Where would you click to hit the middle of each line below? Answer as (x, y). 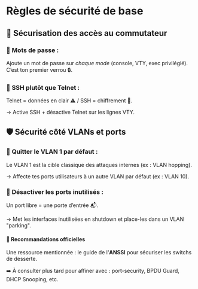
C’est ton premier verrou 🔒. (39, 69)
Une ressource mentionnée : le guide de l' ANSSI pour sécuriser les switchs (99, 253)
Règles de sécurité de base (75, 11)
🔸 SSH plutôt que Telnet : (43, 87)
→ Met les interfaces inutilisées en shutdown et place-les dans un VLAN (95, 219)
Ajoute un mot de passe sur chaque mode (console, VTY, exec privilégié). (97, 63)
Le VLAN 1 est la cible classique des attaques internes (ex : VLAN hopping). (99, 165)
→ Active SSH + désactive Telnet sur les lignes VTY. (71, 112)
